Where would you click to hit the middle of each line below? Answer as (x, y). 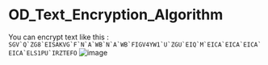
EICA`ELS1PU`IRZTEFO (43, 53)
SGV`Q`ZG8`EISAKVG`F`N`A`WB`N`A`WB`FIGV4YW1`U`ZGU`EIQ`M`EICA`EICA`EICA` (135, 45)
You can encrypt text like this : (59, 37)
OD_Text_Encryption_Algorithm (116, 15)
